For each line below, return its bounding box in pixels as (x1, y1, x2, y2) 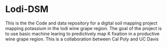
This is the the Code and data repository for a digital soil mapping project (5, 20, 158, 26)
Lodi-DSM (5, 3, 49, 15)
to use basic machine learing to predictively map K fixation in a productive (5, 30, 160, 36)
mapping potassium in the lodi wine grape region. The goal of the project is (5, 25, 162, 31)
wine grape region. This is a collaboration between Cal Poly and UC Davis (5, 36, 159, 42)
